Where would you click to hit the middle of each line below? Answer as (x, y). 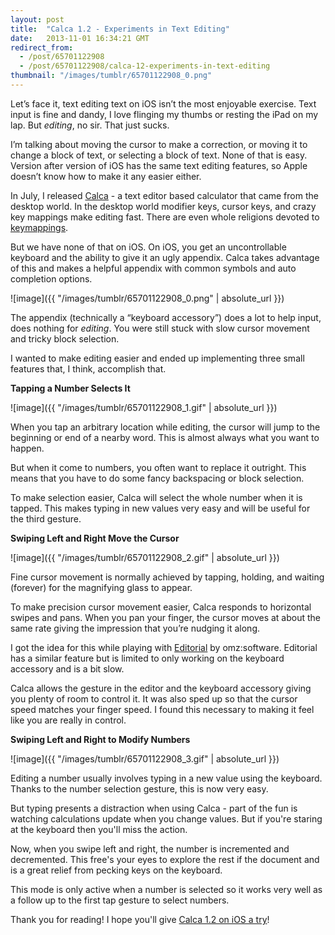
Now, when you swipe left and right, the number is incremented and (150, 848)
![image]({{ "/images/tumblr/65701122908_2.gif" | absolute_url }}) (145, 557)
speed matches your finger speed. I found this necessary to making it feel (162, 709)
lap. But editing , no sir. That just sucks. (90, 125)
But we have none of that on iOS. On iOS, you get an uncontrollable (148, 247)
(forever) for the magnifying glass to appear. (101, 587)
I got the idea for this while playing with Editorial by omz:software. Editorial (164, 647)
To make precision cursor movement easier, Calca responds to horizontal (161, 607)
